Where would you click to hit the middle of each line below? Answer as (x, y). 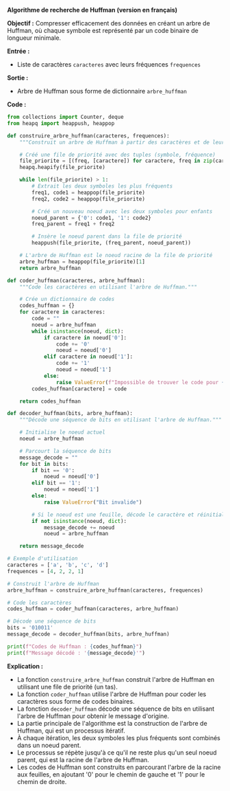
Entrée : (18, 51)
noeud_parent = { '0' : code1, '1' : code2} (92, 218)
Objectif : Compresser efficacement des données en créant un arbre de (108, 23)
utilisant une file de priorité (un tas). (67, 687)
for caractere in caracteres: (63, 312)
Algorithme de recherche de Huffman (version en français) (92, 10)
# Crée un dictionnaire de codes (67, 299)
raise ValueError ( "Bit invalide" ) (93, 502)
